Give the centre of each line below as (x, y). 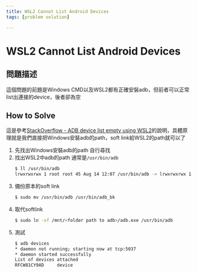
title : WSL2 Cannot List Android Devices (58, 11)
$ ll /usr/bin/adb (37, 169)
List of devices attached (46, 260)
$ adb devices (32, 243)
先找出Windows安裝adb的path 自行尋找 (62, 150)
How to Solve (31, 115)
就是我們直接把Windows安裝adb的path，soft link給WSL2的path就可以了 (98, 138)
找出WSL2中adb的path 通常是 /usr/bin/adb (66, 158)
